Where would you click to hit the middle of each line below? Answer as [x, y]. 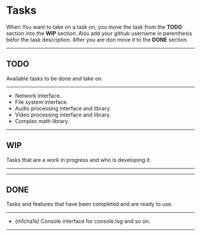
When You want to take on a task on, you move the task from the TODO [94, 27]
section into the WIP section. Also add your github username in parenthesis [99, 33]
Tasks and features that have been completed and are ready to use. [90, 204]
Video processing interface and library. [63, 115]
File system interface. [42, 102]
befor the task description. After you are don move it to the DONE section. [97, 39]
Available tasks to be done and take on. [55, 78]
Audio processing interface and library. [63, 108]
